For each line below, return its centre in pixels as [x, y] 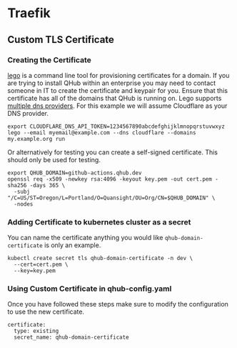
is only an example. [72, 245]
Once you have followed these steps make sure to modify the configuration [118, 304]
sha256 [17, 185]
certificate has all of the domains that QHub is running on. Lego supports [115, 98]
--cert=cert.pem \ [41, 265]
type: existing [36, 331]
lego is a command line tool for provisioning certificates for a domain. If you [118, 75]
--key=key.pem [35, 271]
